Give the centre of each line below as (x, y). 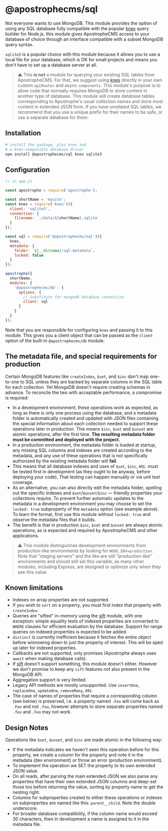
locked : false (29, 255)
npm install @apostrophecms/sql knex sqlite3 (53, 154)
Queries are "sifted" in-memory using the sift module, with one (77, 616)
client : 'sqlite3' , (30, 209)
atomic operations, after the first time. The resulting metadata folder (84, 434)
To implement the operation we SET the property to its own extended (84, 766)
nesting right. (26, 792)
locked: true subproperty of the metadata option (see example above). (86, 509)
